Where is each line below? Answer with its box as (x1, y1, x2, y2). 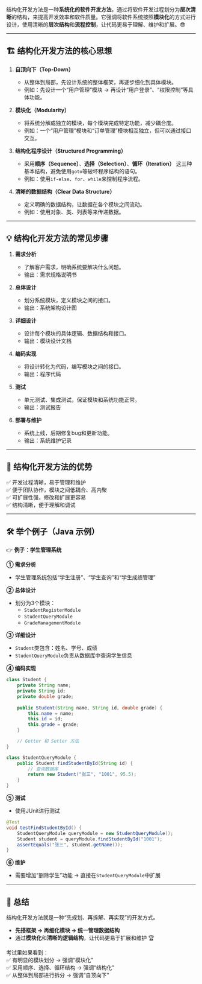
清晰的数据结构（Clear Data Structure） (14, 188, 115, 195)
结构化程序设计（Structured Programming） (14, 147, 126, 154)
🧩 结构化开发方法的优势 (6, 462, 93, 472)
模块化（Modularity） (14, 106, 70, 113)
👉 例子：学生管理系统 (6, 546, 62, 554)
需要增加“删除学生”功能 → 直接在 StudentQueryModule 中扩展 (14, 872, 161, 879)
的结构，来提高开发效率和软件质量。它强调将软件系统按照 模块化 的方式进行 (11, 13, 196, 21)
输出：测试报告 (23, 404, 61, 411)
